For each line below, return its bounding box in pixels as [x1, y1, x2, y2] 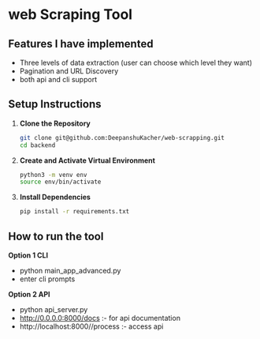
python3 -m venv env [19, 171, 87, 179]
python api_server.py [19, 305, 88, 314]
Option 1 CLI [8, 250, 49, 260]
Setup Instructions [8, 97, 102, 111]
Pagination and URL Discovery [19, 66, 119, 76]
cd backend [19, 141, 56, 149]
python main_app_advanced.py [19, 266, 121, 275]
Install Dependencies [19, 192, 91, 202]
